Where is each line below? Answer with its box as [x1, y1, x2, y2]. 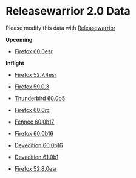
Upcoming [5, 36, 33, 43]
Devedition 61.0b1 [14, 153, 59, 160]
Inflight [5, 59, 25, 67]
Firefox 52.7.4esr [14, 71, 57, 78]
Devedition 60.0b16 [14, 141, 63, 149]
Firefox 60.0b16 [14, 130, 54, 137]
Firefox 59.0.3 [14, 83, 50, 90]
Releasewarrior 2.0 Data [5, 4, 131, 18]
